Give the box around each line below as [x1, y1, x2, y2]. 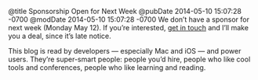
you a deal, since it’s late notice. [8, 31, 111, 40]
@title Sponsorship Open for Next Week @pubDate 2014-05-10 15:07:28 [8, 7, 242, 16]
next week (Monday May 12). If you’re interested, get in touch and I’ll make [8, 23, 249, 32]
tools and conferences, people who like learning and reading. [8, 63, 206, 72]
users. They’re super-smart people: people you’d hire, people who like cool [8, 54, 251, 64]
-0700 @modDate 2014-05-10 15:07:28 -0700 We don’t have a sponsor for [8, 15, 249, 24]
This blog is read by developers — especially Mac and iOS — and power [8, 47, 242, 55]
